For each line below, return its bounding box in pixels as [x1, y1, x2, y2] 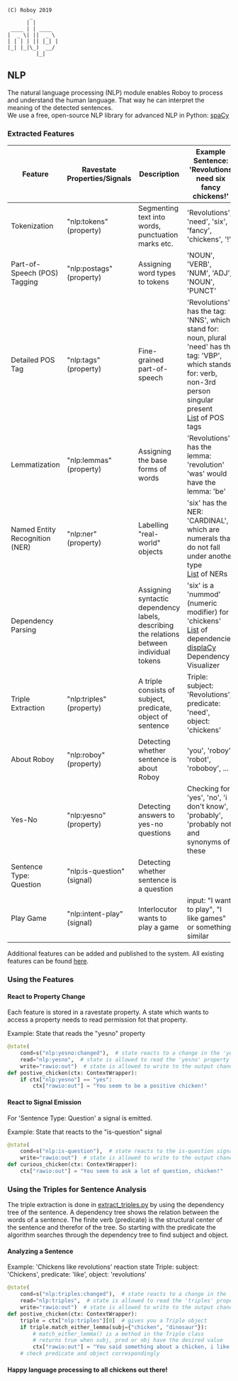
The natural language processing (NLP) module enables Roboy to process [7, 88, 223, 97]
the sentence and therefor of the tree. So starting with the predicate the [7, 1223, 216, 1232]
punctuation [137, 230, 178, 240]
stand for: [186, 324, 220, 334]
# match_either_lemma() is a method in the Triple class [33, 1330, 204, 1338]
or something [186, 922, 232, 932]
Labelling [137, 520, 169, 530]
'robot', [186, 755, 211, 765]
